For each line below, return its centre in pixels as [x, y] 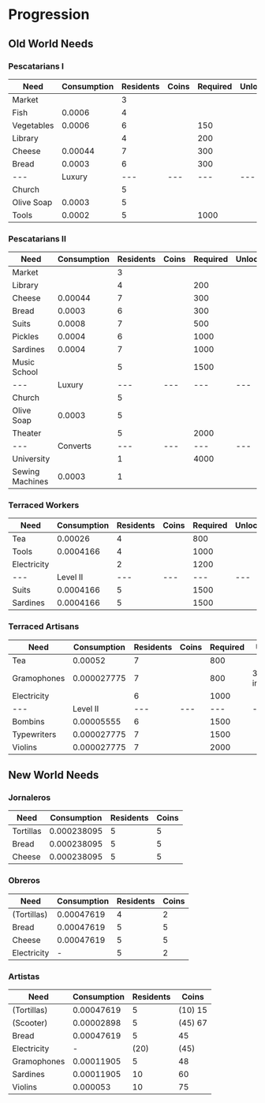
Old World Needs [51, 44]
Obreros [24, 881]
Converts [75, 446]
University [31, 459]
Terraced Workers [44, 505]
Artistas [24, 976]
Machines [30, 481]
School [25, 372]
